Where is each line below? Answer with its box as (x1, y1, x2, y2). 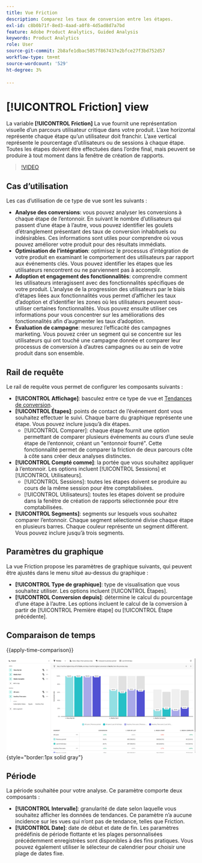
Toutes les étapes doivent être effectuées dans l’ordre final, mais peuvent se (6, 145, 195, 153)
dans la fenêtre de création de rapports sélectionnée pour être (23, 497, 179, 504)
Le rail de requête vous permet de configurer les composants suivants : (6, 383, 183, 390)
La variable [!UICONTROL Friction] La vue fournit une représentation (6, 120, 177, 127)
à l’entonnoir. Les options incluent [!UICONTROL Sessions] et (14, 465, 167, 472)
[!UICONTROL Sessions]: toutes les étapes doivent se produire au (23, 478, 188, 485)
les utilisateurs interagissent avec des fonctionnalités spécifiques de (14, 279, 185, 286)
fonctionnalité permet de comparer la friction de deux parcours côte (23, 446, 193, 453)
